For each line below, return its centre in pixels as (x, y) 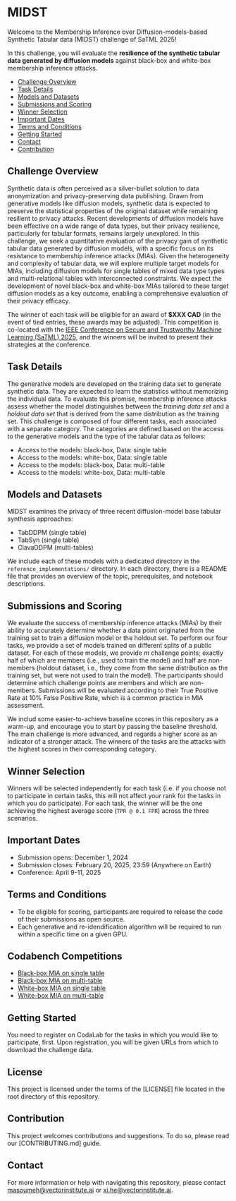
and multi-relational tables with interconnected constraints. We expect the (114, 278)
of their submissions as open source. (71, 919)
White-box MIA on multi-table (61, 996)
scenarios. (23, 818)
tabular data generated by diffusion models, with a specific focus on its (110, 248)
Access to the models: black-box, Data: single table (92, 449)
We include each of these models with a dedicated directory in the (104, 561)
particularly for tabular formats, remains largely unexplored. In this (103, 233)
